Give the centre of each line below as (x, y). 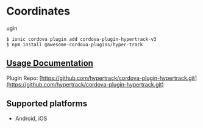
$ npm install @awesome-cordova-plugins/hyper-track (75, 44)
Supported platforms (47, 104)
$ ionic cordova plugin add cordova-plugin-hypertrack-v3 (81, 39)
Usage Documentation (50, 63)
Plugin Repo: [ (24, 78)
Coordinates (38, 11)
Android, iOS (31, 118)
